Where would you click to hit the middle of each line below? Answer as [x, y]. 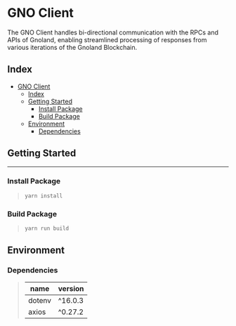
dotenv [39, 300]
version [71, 288]
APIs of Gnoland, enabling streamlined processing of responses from [107, 39]
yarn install [44, 196]
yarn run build [47, 229]
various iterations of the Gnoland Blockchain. [72, 47]
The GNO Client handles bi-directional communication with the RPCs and [113, 32]
